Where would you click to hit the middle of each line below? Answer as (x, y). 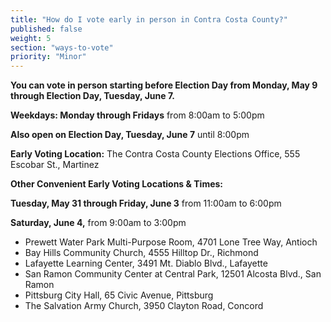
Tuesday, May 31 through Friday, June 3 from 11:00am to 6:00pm (146, 203)
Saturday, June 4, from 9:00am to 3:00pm (98, 223)
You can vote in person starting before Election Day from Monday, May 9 (164, 85)
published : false (46, 29)
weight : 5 (31, 38)
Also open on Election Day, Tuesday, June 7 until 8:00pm (130, 135)
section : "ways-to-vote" (62, 47)
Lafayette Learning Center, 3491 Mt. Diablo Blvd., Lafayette (146, 263)
